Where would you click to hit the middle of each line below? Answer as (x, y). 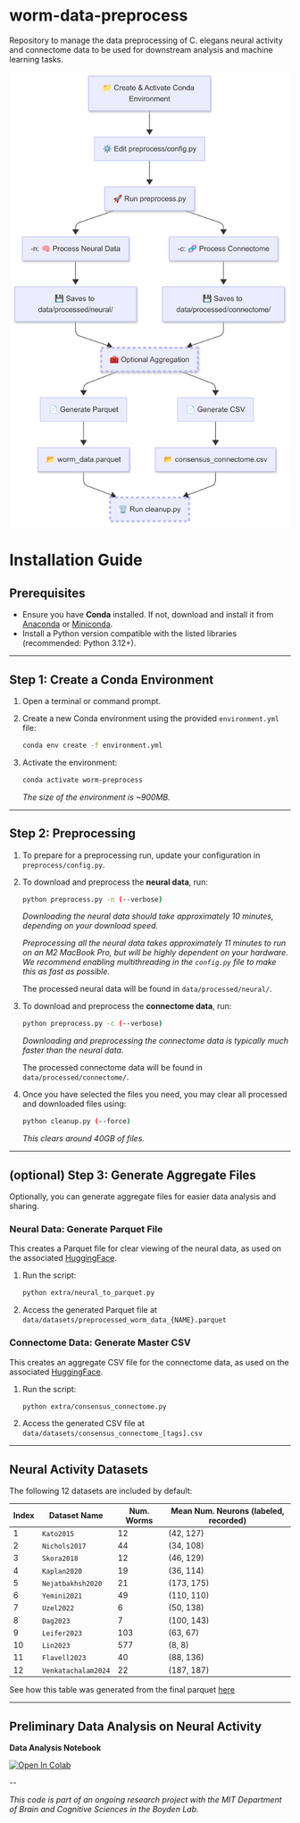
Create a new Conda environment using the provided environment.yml (150, 718)
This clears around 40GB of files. (83, 1138)
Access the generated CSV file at (83, 1424)
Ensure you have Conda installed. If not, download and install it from (148, 615)
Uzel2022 (58, 1609)
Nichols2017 (64, 1547)
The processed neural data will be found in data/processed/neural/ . (147, 989)
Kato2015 (58, 1533)
